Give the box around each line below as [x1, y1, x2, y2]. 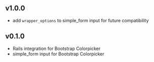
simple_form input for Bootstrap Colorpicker [12, 50, 105, 57]
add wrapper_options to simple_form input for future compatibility [12, 17, 149, 23]
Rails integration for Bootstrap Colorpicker [12, 45, 101, 51]
